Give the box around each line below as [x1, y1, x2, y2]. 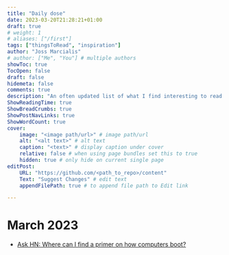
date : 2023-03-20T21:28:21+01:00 [7, 16, 103, 23]
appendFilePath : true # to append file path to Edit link [19, 182, 189, 189]
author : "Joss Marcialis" [7, 49, 81, 56]
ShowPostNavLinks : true [7, 112, 75, 119]
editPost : [7, 162, 36, 170]
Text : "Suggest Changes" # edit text [19, 175, 128, 182]
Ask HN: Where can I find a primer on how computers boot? [16, 241, 186, 249]
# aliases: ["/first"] [7, 36, 72, 42]
